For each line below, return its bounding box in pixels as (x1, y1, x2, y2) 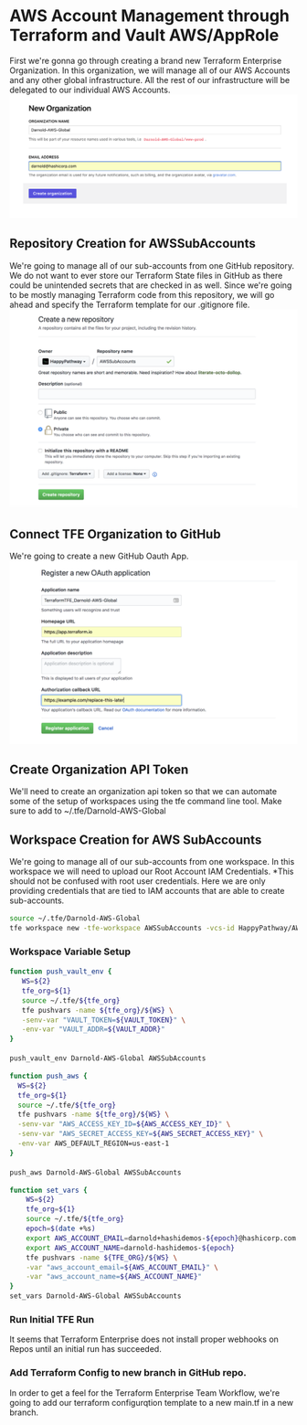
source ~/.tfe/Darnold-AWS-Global (9, 914, 142, 923)
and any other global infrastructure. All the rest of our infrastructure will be (9, 74, 291, 85)
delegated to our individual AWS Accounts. (9, 84, 171, 95)
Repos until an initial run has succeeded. (9, 1344, 162, 1355)
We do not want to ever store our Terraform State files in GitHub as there (9, 270, 283, 281)
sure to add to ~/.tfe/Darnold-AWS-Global (9, 805, 166, 816)
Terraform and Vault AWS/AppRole (9, 25, 280, 46)
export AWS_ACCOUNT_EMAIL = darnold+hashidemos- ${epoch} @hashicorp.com (26, 1233, 297, 1243)
